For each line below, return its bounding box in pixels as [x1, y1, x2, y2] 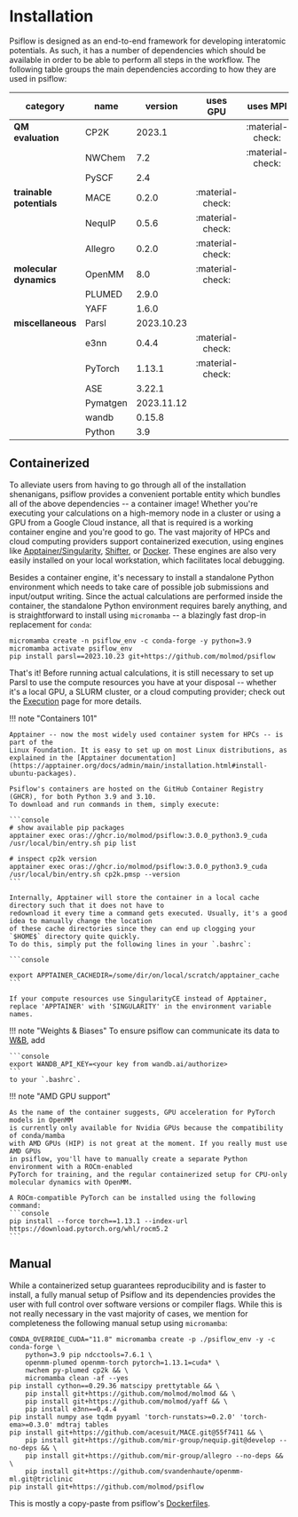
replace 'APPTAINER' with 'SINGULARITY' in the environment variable [9, 1001, 272, 1011]
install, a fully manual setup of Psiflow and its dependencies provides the [9, 1289, 276, 1300]
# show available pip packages [9, 823, 125, 832]
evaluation [13, 131, 59, 144]
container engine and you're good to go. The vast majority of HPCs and [9, 526, 271, 537]
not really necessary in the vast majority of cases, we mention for [9, 1308, 248, 1319]
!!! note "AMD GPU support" [9, 1090, 111, 1102]
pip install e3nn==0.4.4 [25, 1404, 117, 1413]
